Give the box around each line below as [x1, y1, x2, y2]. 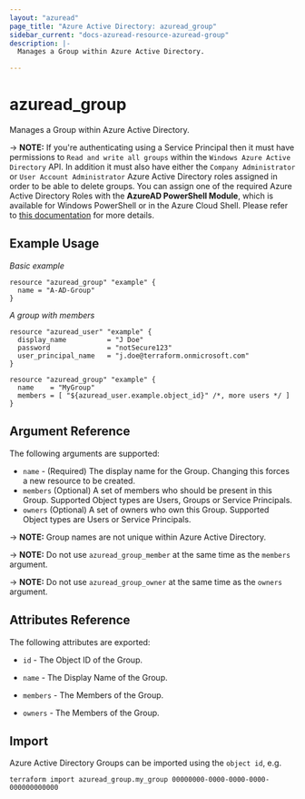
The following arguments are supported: [9, 448, 161, 459]
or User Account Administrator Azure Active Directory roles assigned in [9, 171, 279, 182]
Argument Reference [9, 424, 131, 440]
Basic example [9, 260, 65, 271]
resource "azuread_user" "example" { [9, 327, 152, 337]
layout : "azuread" [9, 13, 79, 23]
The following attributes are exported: [9, 636, 151, 647]
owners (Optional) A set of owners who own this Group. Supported [22, 504, 270, 515]
